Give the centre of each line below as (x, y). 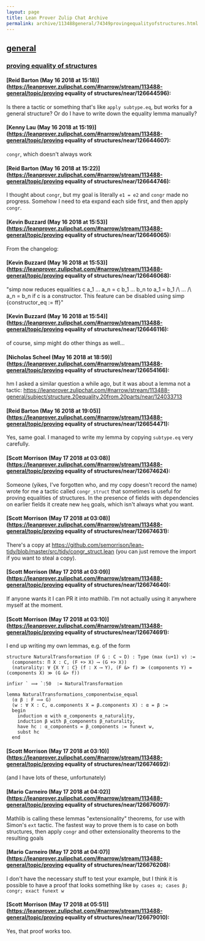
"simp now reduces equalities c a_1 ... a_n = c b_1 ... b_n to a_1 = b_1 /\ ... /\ (99, 289)
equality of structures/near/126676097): (117, 804)
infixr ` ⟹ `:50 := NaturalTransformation (65, 684)
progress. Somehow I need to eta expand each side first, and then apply (97, 201)
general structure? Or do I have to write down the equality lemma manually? (102, 113)
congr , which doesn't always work (49, 154)
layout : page (23, 12)
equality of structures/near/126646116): (117, 329)
